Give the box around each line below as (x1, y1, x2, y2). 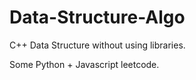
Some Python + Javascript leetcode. (9, 58, 160, 70)
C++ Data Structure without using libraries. (9, 39, 186, 51)
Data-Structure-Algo (9, 6, 186, 29)
